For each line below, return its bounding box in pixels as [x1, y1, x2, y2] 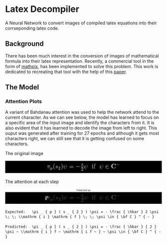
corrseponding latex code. [5, 25, 59, 31]
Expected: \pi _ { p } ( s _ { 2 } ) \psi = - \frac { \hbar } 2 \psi [5, 209, 159, 214]
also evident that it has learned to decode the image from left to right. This [5, 125, 158, 131]
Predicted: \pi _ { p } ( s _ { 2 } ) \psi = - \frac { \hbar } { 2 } [5, 224, 157, 229]
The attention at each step [5, 178, 59, 184]
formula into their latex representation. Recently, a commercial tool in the [5, 58, 154, 64]
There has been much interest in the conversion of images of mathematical [5, 53, 159, 59]
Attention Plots [5, 98, 42, 105]
